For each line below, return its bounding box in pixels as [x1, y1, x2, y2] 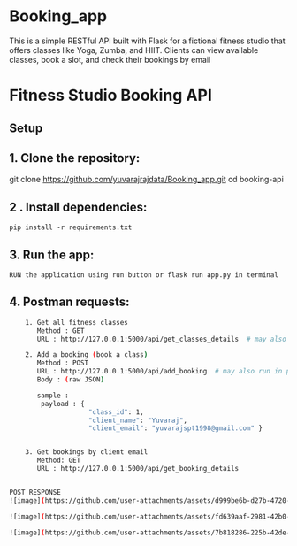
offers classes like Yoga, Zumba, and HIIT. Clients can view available [9, 44, 259, 55]
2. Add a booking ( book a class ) [25, 350, 148, 359]
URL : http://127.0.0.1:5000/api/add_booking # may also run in [36, 367, 283, 376]
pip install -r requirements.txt [9, 223, 133, 232]
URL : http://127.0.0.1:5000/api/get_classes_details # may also [36, 335, 287, 343]
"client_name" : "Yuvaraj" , [88, 416, 188, 425]
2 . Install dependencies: [9, 199, 148, 214]
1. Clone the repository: [9, 150, 141, 165]
